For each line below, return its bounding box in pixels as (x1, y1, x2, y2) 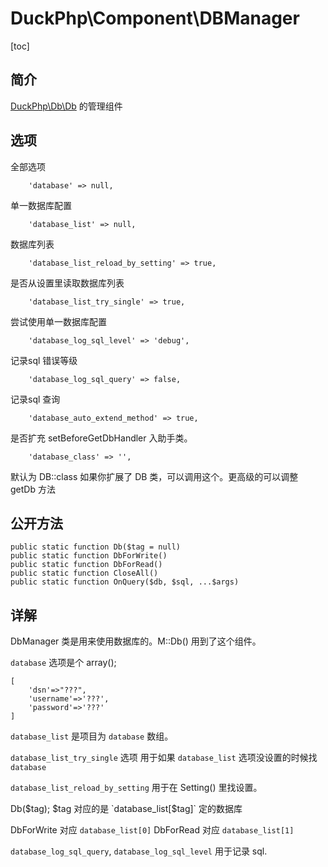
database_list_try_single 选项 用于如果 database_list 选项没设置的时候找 (10, 752, 318, 764)
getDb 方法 (10, 483, 56, 495)
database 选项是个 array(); (10, 657, 117, 669)
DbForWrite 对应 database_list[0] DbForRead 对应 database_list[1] (10, 824, 295, 836)
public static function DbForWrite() (10, 551, 168, 561)
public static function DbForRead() (10, 560, 163, 570)
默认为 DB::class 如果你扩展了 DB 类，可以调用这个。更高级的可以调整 (10, 470, 299, 482)
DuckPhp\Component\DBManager (10, 7, 300, 30)
